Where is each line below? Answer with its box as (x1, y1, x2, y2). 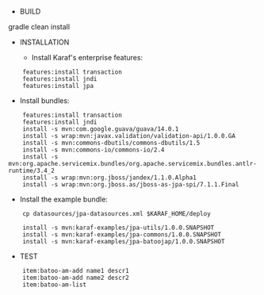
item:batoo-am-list (22, 281, 87, 289)
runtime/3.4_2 (8, 167, 55, 174)
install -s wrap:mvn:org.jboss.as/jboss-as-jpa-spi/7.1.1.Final (22, 181, 239, 189)
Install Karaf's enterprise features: (31, 53, 143, 62)
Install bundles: (19, 96, 70, 105)
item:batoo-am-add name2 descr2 (22, 274, 129, 282)
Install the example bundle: (19, 194, 109, 204)
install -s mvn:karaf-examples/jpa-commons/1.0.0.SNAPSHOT (22, 231, 222, 239)
